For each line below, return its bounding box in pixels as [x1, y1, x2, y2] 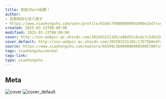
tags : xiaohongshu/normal [5, 48, 58, 53]
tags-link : [5, 53, 28, 58]
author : [5, 12, 21, 17]
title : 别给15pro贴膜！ [5, 7, 50, 12]
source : [5, 44, 21, 49]
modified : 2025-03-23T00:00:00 [5, 30, 70, 35]
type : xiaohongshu [5, 58, 43, 63]
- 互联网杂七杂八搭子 [5, 16, 43, 21]
